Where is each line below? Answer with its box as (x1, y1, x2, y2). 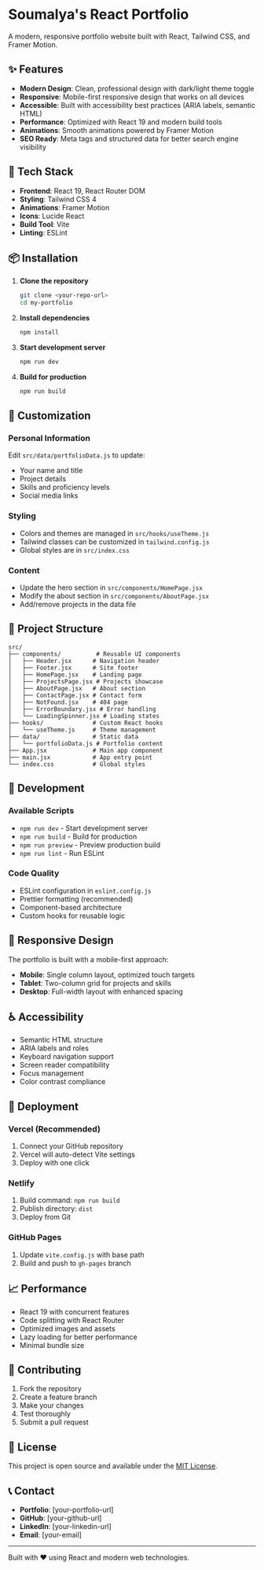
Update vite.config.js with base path (19, 1250, 145, 1259)
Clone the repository (19, 276, 89, 286)
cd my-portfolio (19, 299, 73, 307)
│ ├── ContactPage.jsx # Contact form (8, 691, 143, 699)
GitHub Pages (8, 1232, 62, 1243)
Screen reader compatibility (19, 1061, 110, 1070)
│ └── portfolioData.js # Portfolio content (8, 739, 163, 747)
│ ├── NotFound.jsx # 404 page (8, 698, 128, 706)
